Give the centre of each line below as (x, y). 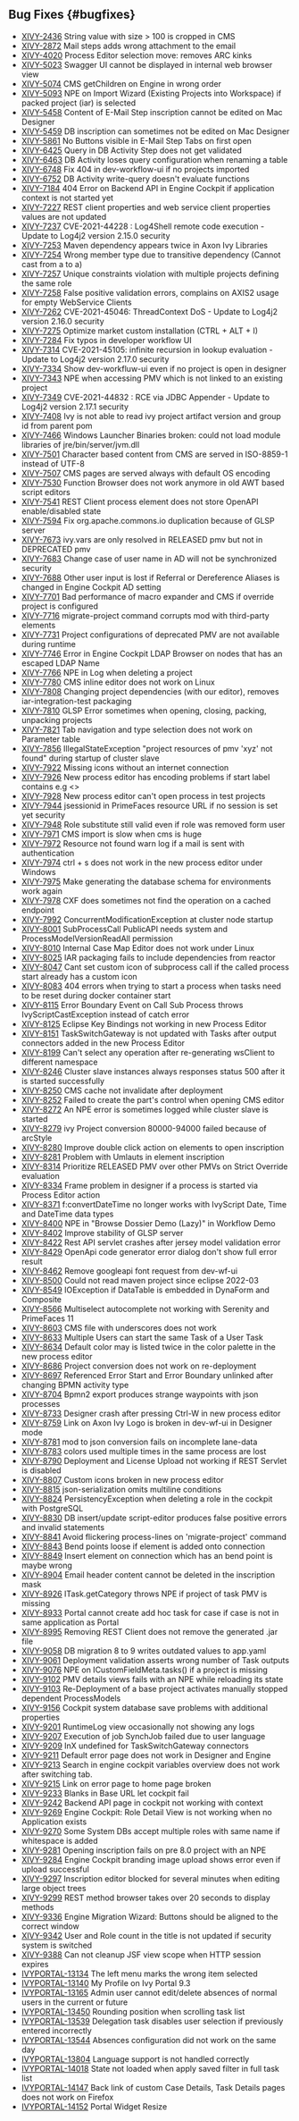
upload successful (55, 1869)
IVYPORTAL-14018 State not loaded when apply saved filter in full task (150, 2068)
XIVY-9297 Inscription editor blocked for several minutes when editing (150, 1878)
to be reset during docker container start (96, 995)
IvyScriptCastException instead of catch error (105, 1014)
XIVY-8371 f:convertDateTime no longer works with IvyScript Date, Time (154, 1204)
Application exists (54, 1822)
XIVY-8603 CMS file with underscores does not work (119, 1327)
